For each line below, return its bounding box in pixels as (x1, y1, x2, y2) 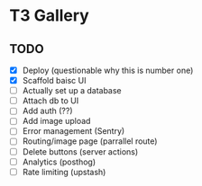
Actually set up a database (22, 85, 122, 96)
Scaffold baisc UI (22, 75, 87, 86)
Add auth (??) (22, 105, 73, 117)
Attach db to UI (22, 95, 79, 106)
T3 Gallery (9, 5, 90, 26)
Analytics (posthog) (22, 156, 96, 167)
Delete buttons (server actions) (22, 146, 139, 157)
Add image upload (22, 116, 91, 127)
